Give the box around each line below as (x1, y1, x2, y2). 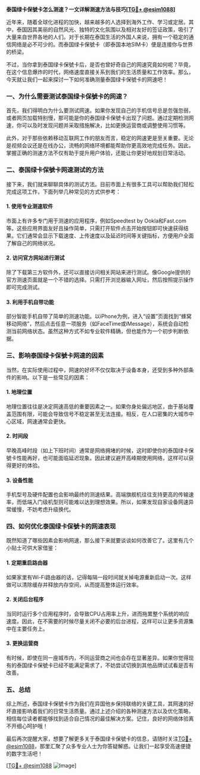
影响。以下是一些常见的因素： (16, 373, 90, 381)
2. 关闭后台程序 (6, 596, 44, 603)
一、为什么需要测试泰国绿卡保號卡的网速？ (6, 92, 129, 100)
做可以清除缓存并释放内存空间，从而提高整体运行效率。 (6, 581, 142, 588)
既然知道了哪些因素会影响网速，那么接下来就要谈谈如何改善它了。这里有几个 (6, 537, 194, 544)
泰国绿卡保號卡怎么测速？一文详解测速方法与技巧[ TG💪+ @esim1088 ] (6, 6, 176, 13)
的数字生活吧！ (6, 750, 43, 757)
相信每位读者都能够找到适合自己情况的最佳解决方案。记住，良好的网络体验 (6, 715, 189, 722)
